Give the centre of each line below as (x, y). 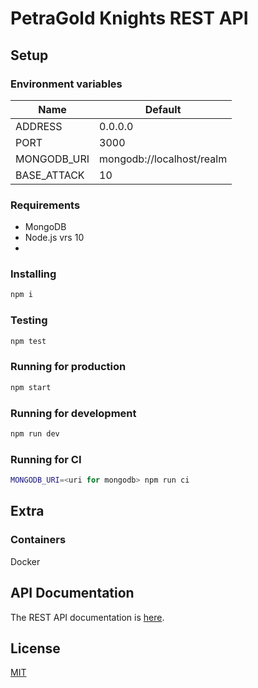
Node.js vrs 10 (54, 238)
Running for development (73, 413)
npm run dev (35, 433)
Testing (29, 320)
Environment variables (66, 84)
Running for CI (46, 459)
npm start (31, 387)
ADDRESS (39, 126)
